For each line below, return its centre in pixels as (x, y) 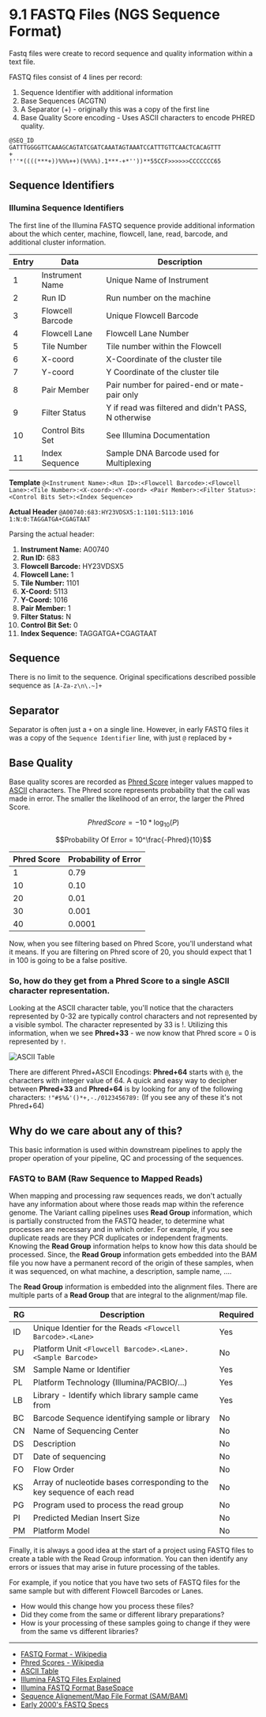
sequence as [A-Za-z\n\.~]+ (56, 685)
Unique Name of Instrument (157, 280)
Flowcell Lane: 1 (47, 574)
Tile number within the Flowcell (164, 346)
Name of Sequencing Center (86, 1431)
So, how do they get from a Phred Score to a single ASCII (119, 980)
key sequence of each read (84, 1492)
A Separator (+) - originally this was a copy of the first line (115, 109)
